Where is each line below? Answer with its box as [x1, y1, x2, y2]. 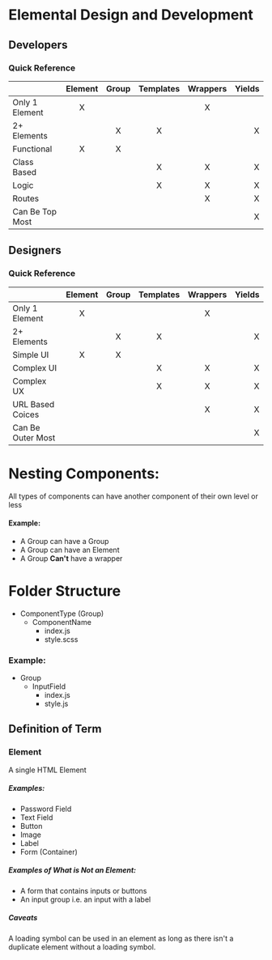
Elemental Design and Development [8, 6, 253, 24]
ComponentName [32, 617, 91, 627]
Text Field [19, 812, 53, 822]
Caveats [8, 913, 38, 923]
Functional [12, 143, 53, 155]
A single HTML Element [8, 765, 87, 775]
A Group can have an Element [19, 545, 120, 554]
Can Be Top [12, 206, 57, 217]
